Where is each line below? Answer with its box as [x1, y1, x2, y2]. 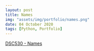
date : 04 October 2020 [5, 21, 53, 27]
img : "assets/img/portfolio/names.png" [5, 17, 90, 22]
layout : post [5, 7, 33, 13]
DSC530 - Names [5, 40, 42, 46]
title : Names [5, 12, 33, 17]
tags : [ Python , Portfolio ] [5, 27, 62, 32]
